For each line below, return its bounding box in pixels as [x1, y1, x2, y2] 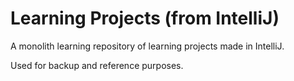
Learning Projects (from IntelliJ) [10, 7, 280, 30]
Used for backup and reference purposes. [10, 59, 184, 71]
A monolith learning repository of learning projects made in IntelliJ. [10, 40, 285, 52]
